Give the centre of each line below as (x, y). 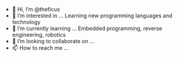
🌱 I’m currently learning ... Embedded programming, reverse (87, 28)
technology (26, 22)
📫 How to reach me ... (40, 48)
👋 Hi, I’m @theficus (36, 9)
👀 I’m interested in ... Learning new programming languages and (92, 16)
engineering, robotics (39, 35)
